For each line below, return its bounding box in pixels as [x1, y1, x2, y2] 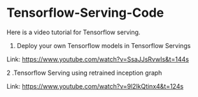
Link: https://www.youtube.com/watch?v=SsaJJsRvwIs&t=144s [6, 54, 190, 64]
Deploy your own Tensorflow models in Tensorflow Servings [16, 41, 191, 50]
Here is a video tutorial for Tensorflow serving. [6, 28, 141, 36]
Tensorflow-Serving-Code [6, 5, 164, 21]
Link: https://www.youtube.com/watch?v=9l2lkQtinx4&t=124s [6, 82, 184, 90]
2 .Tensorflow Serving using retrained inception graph [6, 68, 162, 77]
